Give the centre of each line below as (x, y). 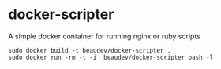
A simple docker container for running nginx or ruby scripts (105, 36)
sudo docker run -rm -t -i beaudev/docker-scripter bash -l (111, 57)
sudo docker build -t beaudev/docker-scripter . (90, 50)
